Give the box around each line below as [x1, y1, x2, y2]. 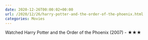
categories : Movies [5, 16, 45, 21]
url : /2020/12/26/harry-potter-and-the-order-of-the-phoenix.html [5, 12, 144, 17]
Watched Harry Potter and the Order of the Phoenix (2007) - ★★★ [5, 30, 142, 36]
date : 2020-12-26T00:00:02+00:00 [5, 7, 74, 12]
